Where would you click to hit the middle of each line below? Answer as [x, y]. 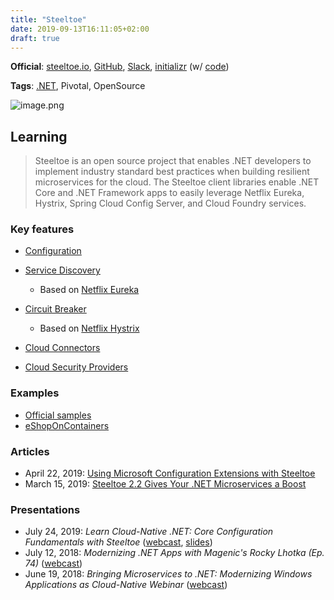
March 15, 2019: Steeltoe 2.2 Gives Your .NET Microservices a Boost [165, 484]
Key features [42, 229]
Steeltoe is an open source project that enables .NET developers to [173, 161]
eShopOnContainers [67, 425]
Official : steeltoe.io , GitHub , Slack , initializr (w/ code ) [120, 67]
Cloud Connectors [62, 348]
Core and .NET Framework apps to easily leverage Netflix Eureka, [169, 193]
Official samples [58, 415]
